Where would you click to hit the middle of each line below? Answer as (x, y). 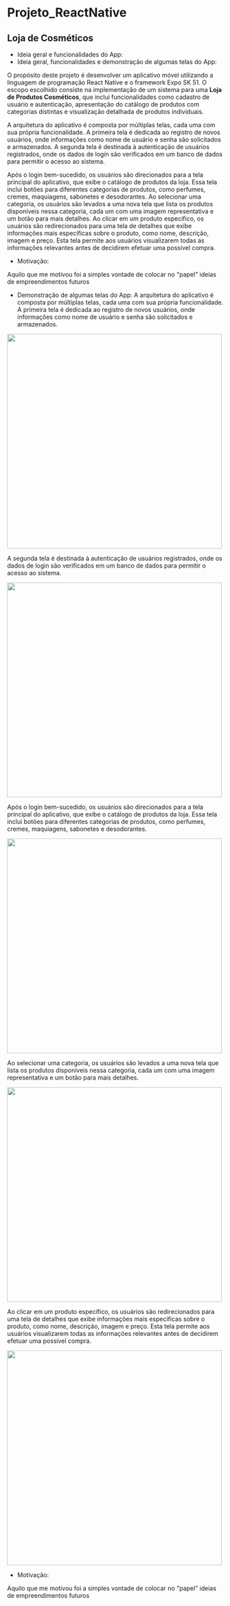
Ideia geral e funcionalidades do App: (70, 54)
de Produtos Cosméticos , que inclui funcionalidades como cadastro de (108, 97)
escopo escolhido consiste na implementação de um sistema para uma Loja (114, 90)
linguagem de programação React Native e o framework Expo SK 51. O (107, 82)
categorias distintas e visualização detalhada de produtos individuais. (105, 112)
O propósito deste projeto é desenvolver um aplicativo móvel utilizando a (110, 75)
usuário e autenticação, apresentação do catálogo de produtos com (103, 104)
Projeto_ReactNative (67, 13)
